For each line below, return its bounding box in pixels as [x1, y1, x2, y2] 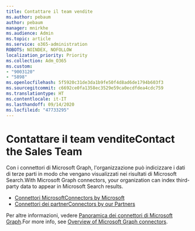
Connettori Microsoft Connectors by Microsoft [14, 195, 125, 202]
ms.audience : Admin [6, 31, 54, 36]
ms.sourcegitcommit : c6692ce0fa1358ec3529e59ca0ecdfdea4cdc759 [6, 85, 164, 91]
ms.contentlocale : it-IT [6, 96, 67, 102]
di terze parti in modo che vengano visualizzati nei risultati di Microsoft [6, 170, 177, 178]
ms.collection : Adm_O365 [6, 58, 67, 63]
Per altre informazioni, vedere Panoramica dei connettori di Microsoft [6, 212, 173, 219]
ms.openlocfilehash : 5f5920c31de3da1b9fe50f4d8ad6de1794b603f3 [6, 80, 164, 86]
